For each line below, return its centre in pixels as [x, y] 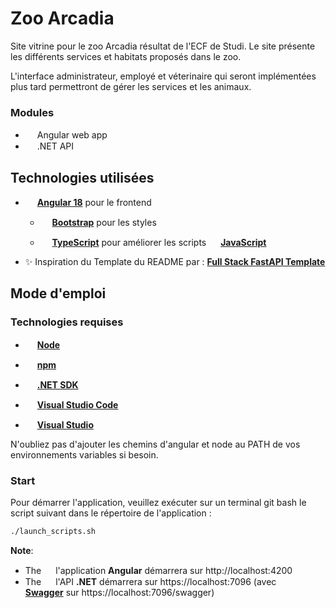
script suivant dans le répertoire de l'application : [111, 513]
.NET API [55, 146]
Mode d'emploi [58, 293]
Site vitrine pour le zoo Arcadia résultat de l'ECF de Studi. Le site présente [163, 46]
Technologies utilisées [82, 177]
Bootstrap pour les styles [104, 223]
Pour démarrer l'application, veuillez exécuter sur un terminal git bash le [158, 503]
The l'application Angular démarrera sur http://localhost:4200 [158, 570]
